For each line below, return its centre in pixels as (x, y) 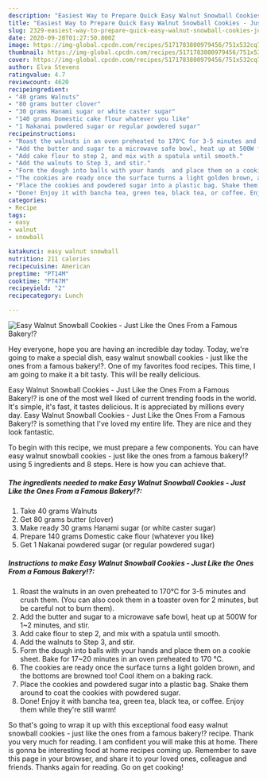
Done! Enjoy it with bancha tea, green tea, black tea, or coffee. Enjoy (132, 701)
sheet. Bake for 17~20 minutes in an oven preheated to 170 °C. (122, 658)
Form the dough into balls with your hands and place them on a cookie (135, 650)
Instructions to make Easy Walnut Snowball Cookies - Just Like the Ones (131, 563)
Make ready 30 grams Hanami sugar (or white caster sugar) (118, 527)
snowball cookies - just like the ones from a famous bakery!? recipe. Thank (131, 733)
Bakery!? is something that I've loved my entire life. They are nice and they (130, 423)
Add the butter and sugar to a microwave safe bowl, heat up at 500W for (138, 616)
